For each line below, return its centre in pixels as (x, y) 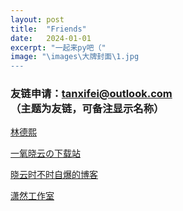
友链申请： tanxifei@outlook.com (91, 94)
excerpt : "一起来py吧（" (58, 47)
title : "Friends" (48, 29)
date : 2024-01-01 (51, 38)
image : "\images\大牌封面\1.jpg (75, 57)
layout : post (37, 19)
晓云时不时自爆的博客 (54, 175)
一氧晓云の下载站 (45, 153)
